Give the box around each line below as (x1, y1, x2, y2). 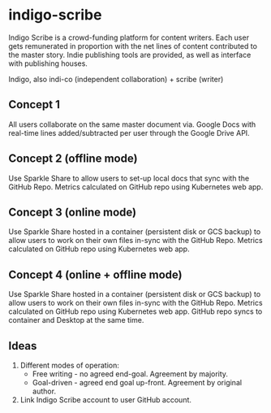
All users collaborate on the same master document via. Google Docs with (8, 120, 256, 129)
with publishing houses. (8, 59, 88, 68)
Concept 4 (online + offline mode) (8, 267, 183, 281)
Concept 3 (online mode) (8, 205, 136, 219)
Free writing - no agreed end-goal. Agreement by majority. (32, 369, 229, 379)
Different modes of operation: (19, 360, 120, 370)
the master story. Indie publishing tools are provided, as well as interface (8, 50, 252, 59)
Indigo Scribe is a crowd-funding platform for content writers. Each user (8, 33, 250, 42)
